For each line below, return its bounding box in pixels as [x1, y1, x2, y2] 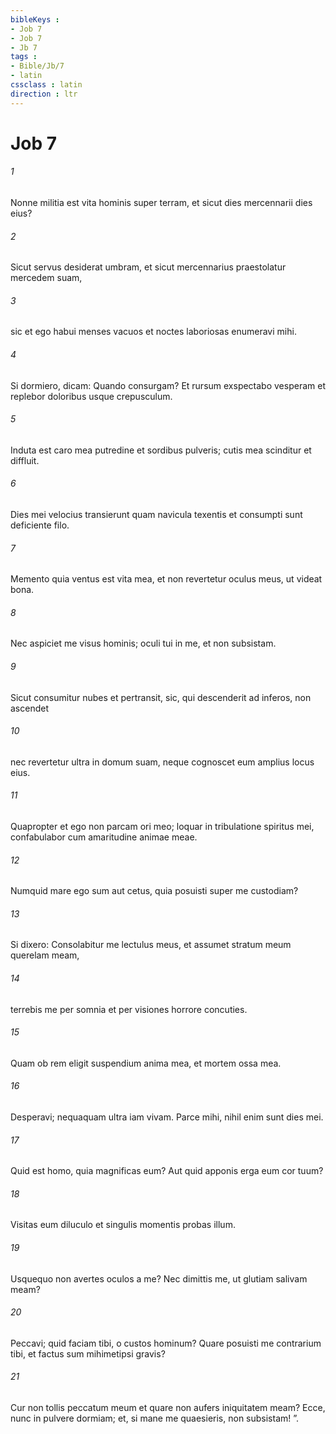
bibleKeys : [10, 14, 60, 25]
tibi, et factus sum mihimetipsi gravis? [10, 1347, 166, 1360]
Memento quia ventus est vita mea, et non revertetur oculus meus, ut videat [10, 573, 323, 585]
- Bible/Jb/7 [10, 61, 65, 71]
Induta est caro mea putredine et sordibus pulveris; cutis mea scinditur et [10, 444, 312, 456]
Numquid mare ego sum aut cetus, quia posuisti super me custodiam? [10, 885, 299, 897]
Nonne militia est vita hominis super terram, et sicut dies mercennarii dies [10, 197, 313, 209]
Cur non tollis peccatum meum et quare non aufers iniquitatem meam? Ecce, [10, 1402, 326, 1414]
